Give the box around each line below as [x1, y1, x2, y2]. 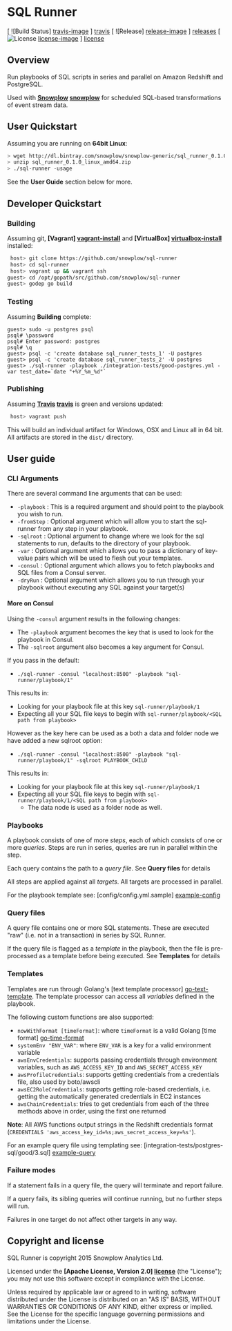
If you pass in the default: [7, 656, 79, 664]
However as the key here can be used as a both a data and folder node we [7, 729, 219, 737]
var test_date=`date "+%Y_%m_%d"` [7, 368, 107, 375]
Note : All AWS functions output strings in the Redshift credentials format [7, 1120, 213, 1129]
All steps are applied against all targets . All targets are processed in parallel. [7, 877, 223, 886]
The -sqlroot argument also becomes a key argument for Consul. [17, 643, 204, 651]
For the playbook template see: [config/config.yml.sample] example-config [7, 891, 221, 899]
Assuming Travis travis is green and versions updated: [7, 400, 164, 408]
